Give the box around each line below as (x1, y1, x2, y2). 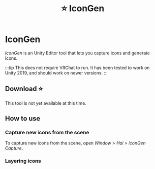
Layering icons (5, 158, 41, 165)
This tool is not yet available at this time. (5, 100, 87, 106)
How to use (5, 115, 40, 123)
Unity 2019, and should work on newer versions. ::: (5, 70, 108, 75)
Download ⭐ (5, 85, 43, 93)
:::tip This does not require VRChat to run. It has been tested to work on (5, 65, 150, 71)
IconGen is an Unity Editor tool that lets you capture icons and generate (5, 50, 150, 56)
